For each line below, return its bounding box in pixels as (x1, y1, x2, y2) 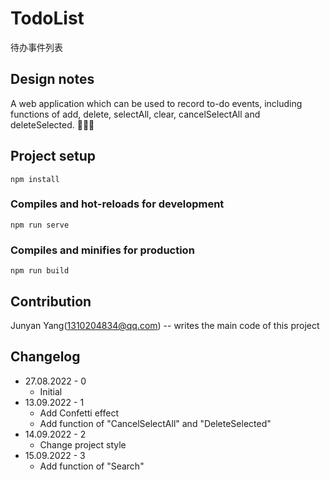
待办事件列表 (10, 41, 63, 53)
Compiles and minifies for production (10, 243, 195, 257)
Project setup (10, 148, 97, 165)
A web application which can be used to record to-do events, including (10, 97, 303, 109)
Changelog (10, 348, 81, 366)
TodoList (10, 7, 85, 30)
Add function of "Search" (39, 460, 145, 472)
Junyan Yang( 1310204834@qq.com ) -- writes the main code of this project (10, 319, 320, 331)
